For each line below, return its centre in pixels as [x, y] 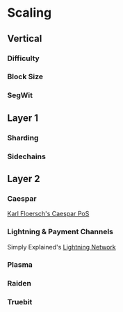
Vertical [25, 39]
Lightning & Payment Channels [60, 232]
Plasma [20, 265]
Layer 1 [23, 118]
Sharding [23, 138]
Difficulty [23, 58]
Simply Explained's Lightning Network [61, 247]
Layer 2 [24, 179]
